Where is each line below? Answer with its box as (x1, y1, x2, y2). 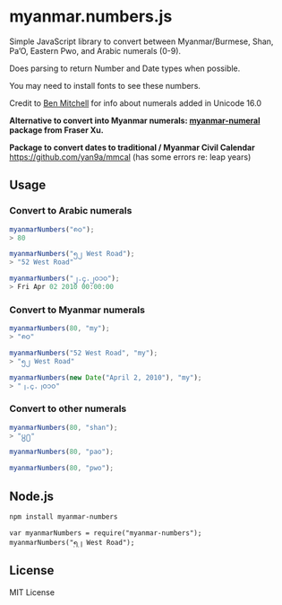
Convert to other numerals (9, 402, 127, 415)
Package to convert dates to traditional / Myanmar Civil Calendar (9, 142, 255, 153)
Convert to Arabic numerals (9, 205, 132, 217)
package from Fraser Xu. (9, 124, 105, 136)
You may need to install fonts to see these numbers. (9, 80, 201, 91)
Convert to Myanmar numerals (9, 303, 146, 316)
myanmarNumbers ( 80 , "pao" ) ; (9, 447, 115, 457)
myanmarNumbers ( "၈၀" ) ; (9, 224, 95, 234)
